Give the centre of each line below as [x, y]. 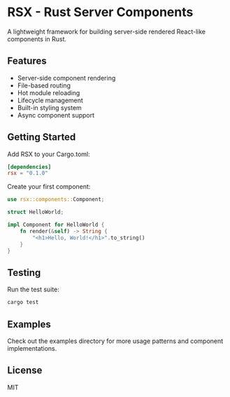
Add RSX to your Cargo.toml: [49, 154]
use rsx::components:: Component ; [56, 200]
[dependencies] [29, 167]
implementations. [32, 348]
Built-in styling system [49, 107]
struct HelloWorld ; [36, 212]
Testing [24, 273]
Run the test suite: [33, 290]
